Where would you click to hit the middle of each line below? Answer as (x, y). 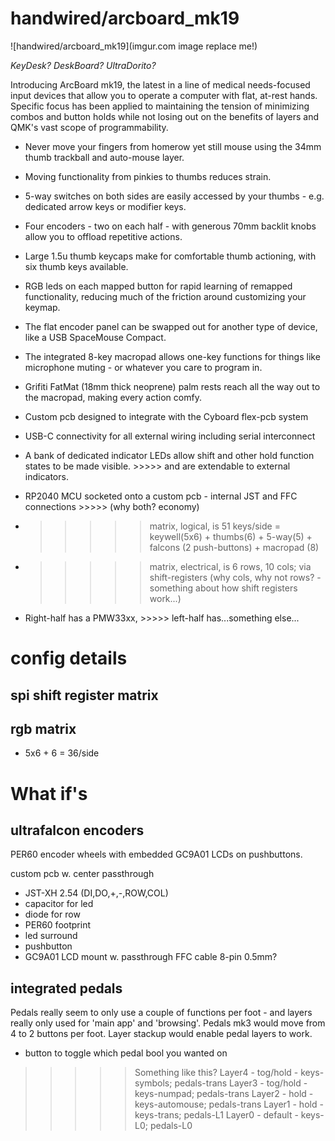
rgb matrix (43, 728)
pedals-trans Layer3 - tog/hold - (241, 1083)
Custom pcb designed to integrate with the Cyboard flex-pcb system (166, 416)
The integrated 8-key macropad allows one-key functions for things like (172, 356)
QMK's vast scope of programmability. (89, 127)
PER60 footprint (57, 925)
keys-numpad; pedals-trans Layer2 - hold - (224, 1094)
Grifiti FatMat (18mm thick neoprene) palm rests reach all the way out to (172, 386)
